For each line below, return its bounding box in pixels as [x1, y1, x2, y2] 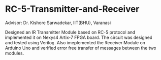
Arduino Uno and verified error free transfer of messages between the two [5, 45, 157, 51]
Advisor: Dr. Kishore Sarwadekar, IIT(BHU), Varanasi [5, 20, 111, 26]
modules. [5, 50, 24, 56]
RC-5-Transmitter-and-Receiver [5, 3, 139, 15]
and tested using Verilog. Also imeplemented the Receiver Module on [5, 39, 145, 45]
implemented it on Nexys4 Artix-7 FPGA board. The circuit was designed [5, 34, 153, 40]
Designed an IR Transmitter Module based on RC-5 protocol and [5, 29, 135, 35]
